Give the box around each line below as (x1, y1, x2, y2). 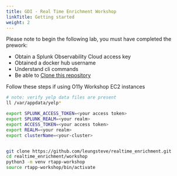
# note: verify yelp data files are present (6, 94, 117, 100)
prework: (6, 42, 28, 49)
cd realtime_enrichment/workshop (6, 154, 88, 160)
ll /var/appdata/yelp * (6, 100, 62, 106)
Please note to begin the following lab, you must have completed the (6, 36, 172, 43)
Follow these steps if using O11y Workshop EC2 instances (6, 83, 145, 90)
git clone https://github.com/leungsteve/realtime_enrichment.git (6, 148, 172, 154)
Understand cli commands (14, 66, 79, 73)
